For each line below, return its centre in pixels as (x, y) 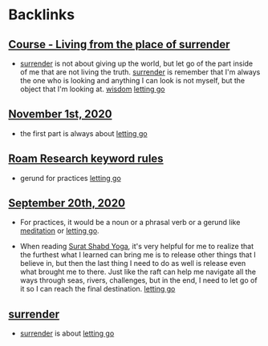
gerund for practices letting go (71, 178)
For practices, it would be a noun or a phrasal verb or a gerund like (130, 223)
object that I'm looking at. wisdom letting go (92, 89)
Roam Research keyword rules (86, 159)
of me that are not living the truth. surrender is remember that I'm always (140, 72)
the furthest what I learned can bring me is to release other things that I (138, 255)
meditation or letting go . (59, 231)
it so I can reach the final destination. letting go (97, 289)
